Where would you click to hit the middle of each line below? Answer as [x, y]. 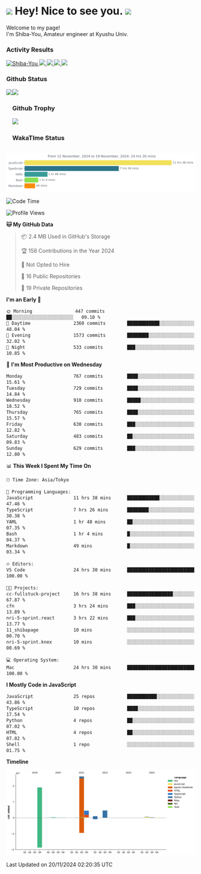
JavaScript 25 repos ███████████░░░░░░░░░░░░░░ [100, 696]
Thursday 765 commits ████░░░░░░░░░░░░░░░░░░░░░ [100, 412]
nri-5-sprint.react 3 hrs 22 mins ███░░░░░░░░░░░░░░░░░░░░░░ [100, 618]
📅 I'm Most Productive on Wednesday [54, 364]
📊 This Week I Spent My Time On [49, 466]
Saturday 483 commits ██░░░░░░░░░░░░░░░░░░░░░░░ [100, 436]
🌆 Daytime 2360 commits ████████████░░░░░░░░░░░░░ [100, 323]
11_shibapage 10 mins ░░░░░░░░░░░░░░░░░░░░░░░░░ [100, 630]
